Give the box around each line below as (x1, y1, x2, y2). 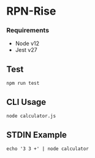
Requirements (6, 26, 50, 35)
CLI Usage (6, 96, 47, 107)
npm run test (6, 81, 40, 87)
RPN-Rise (6, 4, 56, 18)
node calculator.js (6, 113, 56, 120)
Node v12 (15, 40, 40, 47)
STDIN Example (6, 129, 67, 140)
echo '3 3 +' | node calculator (6, 145, 89, 152)
